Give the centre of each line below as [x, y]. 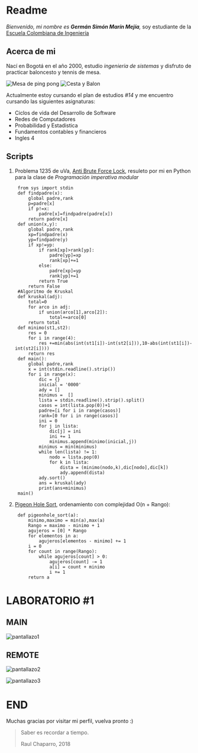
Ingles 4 [25, 138]
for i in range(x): [52, 374]
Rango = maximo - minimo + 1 [64, 525]
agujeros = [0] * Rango [57, 531]
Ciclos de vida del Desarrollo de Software [65, 112]
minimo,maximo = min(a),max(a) [66, 520]
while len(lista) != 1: [68, 452]
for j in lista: [59, 426]
